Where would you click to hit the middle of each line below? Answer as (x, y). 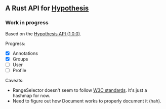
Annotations (25, 53)
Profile (19, 70)
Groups (20, 59)
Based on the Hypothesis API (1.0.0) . (44, 34)
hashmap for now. (31, 95)
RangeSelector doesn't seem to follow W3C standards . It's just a (80, 90)
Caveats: (14, 80)
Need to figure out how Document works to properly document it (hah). (87, 101)
